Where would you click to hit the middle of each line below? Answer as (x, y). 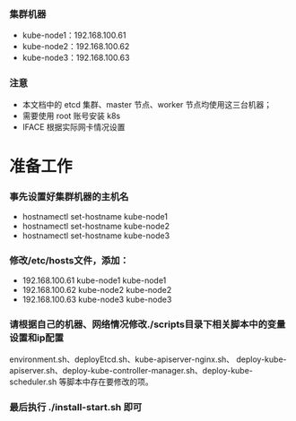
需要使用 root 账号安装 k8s (71, 116)
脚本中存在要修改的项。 (110, 382)
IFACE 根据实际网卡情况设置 (74, 126)
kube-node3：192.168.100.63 (76, 58)
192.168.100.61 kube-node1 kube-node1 (94, 280)
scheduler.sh (33, 382)
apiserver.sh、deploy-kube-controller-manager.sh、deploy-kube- (131, 370)
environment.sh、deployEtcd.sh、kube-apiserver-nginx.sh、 (122, 359)
